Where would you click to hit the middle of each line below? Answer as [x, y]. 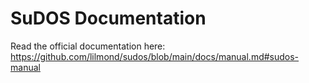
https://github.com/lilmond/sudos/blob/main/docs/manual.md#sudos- [155, 56]
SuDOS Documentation [108, 18]
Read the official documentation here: [88, 46]
